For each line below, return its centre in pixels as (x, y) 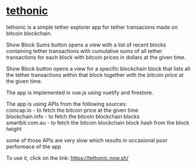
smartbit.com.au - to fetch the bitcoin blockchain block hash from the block (98, 122)
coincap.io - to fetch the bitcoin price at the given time (72, 110)
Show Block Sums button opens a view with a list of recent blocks (86, 45)
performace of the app (34, 146)
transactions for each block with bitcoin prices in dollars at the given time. (96, 57)
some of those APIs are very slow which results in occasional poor (87, 140)
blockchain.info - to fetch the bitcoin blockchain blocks (73, 116)
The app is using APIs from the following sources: (66, 103)
